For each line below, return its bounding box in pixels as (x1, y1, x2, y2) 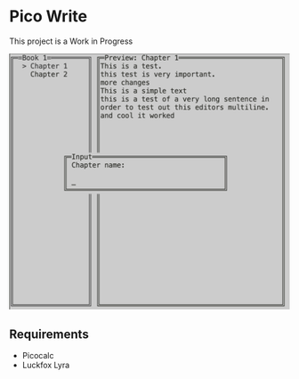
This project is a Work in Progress (9, 36, 133, 46)
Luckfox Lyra (21, 359, 70, 371)
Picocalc (21, 350, 54, 361)
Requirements (9, 327, 89, 342)
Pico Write (9, 6, 87, 27)
